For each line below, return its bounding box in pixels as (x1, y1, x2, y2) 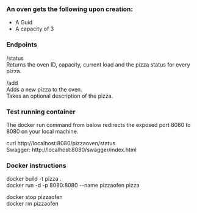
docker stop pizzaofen (6, 193, 63, 201)
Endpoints (6, 40, 38, 49)
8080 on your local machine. (6, 128, 79, 135)
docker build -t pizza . (6, 175, 62, 182)
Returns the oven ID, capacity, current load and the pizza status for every (6, 60, 190, 68)
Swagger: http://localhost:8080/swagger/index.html (6, 146, 137, 153)
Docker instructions (6, 161, 66, 170)
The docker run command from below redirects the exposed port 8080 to (6, 121, 191, 128)
